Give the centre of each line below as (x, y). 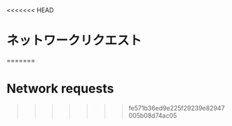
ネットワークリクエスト (74, 41)
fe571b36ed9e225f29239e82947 (177, 108)
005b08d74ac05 (153, 115)
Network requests (60, 89)
